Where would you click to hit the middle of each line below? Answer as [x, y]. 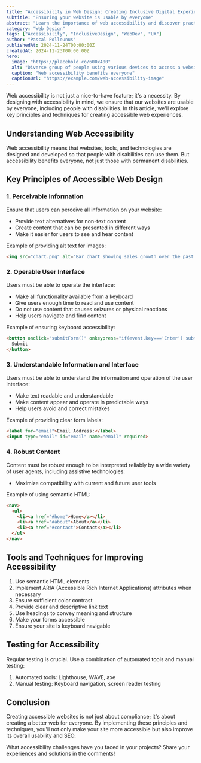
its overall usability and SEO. [41, 736]
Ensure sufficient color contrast [54, 600]
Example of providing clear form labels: [54, 420]
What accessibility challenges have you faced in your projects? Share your [98, 747]
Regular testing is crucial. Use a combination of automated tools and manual [100, 659]
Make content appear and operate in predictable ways [81, 402]
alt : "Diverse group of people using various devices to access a [96, 67]
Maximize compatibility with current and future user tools [85, 483]
